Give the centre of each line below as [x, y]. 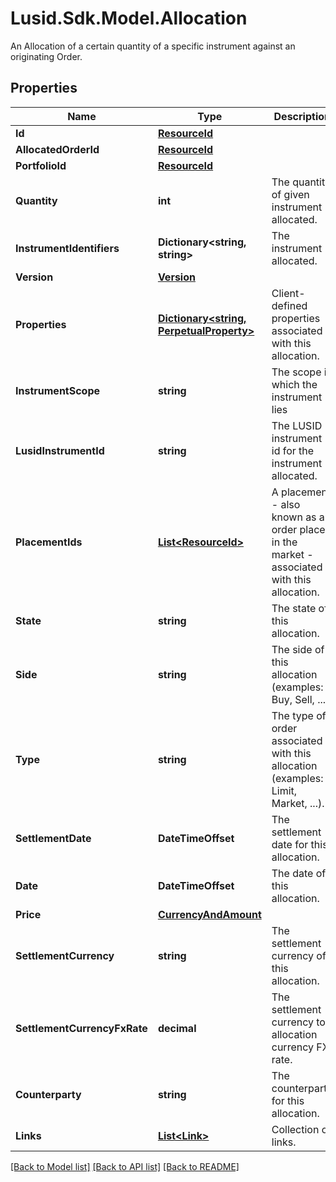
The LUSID [297, 425]
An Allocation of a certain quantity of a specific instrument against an [153, 46]
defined [289, 305]
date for [290, 844]
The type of [299, 715]
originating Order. [46, 56]
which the [294, 384]
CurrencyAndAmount [209, 914]
